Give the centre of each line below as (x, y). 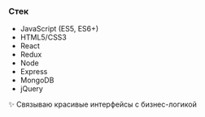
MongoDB (37, 80)
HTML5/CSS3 (43, 37)
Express (34, 72)
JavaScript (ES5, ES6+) (59, 29)
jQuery (31, 89)
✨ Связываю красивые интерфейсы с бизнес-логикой (102, 104)
